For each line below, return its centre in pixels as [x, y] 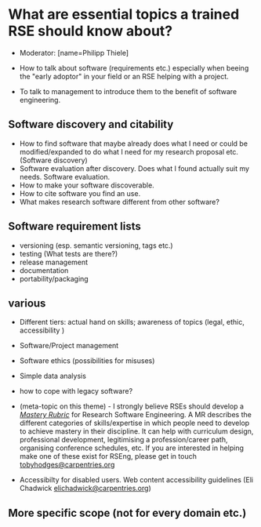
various [27, 303]
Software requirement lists [74, 226]
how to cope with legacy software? [76, 391]
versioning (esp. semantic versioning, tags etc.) [96, 245]
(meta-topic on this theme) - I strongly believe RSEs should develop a [132, 406]
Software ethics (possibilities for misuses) [87, 361]
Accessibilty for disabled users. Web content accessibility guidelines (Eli [136, 480]
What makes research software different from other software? [119, 202]
